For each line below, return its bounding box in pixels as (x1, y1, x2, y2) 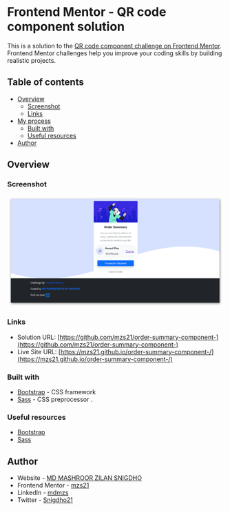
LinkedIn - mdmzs (17, 488, 69, 497)
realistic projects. (7, 56, 56, 64)
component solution (7, 19, 125, 35)
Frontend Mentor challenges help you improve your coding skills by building (7, 49, 222, 57)
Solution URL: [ (17, 333, 60, 341)
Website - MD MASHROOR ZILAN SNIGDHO (17, 474, 143, 482)
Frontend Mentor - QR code (7, 4, 167, 20)
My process (17, 117, 52, 125)
